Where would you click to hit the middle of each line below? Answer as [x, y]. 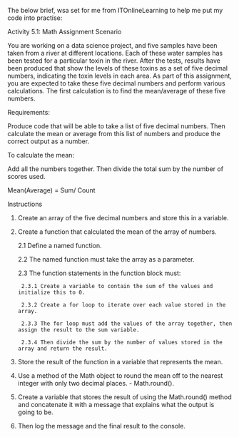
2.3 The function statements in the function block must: [99, 273]
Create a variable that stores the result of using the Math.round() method [124, 397]
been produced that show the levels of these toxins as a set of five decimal [118, 68]
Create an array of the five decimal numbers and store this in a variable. [123, 218]
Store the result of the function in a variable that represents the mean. [120, 362]
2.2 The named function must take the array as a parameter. [106, 259]
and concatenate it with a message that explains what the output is [116, 405]
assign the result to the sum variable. [78, 330]
